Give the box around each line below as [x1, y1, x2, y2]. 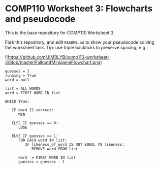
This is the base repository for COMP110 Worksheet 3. [5, 30, 115, 35]
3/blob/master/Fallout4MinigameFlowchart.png [5, 59, 101, 65]
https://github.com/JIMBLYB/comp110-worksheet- [8, 54, 110, 60]
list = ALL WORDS [5, 86, 41, 91]
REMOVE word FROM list [31, 146, 78, 151]
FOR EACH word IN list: [18, 137, 67, 143]
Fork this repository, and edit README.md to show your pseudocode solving [5, 39, 155, 45]
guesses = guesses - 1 [18, 159, 65, 164]
